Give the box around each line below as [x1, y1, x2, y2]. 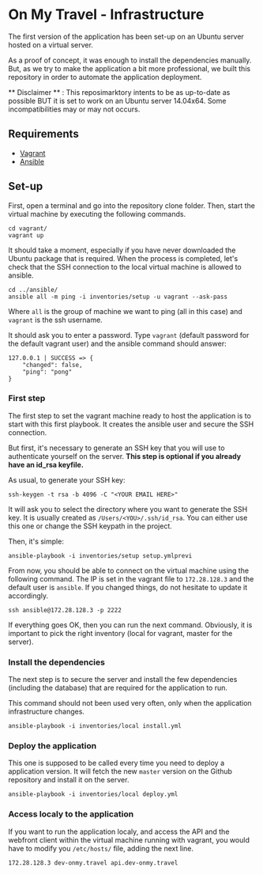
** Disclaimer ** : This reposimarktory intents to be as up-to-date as [8, 87, 231, 97]
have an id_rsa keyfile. [8, 460, 85, 469]
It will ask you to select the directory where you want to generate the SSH [8, 504, 248, 513]
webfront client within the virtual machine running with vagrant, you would [8, 835, 250, 844]
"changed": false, [22, 361, 83, 369]
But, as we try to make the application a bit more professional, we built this [8, 63, 251, 73]
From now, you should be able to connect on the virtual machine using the [8, 566, 250, 575]
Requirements [8, 127, 79, 141]
